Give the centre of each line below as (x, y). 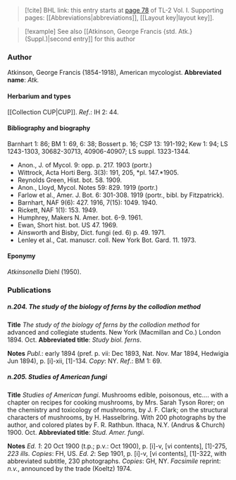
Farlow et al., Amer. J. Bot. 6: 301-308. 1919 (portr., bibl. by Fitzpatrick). (120, 195)
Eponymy (21, 256)
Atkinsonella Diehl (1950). (44, 272)
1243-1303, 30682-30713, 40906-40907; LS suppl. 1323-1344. (99, 151)
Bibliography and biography (49, 128)
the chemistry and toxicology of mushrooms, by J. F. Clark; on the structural (118, 409)
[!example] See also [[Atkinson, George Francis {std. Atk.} (108, 31)
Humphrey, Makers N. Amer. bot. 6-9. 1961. (80, 217)
